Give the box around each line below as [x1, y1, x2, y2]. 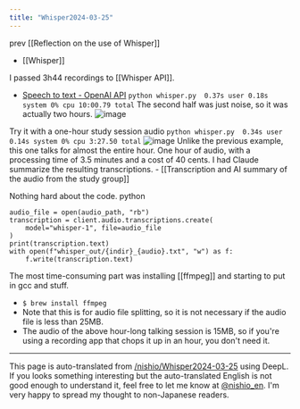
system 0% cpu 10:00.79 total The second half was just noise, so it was [21, 99, 288, 110]
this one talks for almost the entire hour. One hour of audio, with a [9, 145, 251, 155]
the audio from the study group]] [9, 173, 129, 184]
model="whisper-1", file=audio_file [25, 223, 162, 232]
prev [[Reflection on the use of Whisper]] [9, 38, 161, 48]
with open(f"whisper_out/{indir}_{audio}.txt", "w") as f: [9, 246, 234, 255]
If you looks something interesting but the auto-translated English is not [9, 370, 272, 380]
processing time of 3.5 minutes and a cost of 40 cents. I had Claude [9, 154, 259, 165]
